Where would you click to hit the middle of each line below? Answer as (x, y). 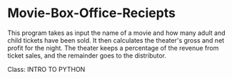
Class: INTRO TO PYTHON (46, 69)
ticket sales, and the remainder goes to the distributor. (87, 56)
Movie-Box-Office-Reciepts (92, 13)
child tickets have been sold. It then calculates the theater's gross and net (116, 40)
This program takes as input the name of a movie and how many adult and (117, 33)
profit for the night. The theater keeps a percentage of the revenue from (113, 48)
